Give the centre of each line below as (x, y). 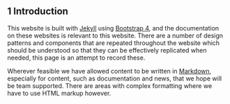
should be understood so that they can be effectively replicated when (107, 50)
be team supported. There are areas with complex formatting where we (110, 85)
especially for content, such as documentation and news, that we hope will (114, 78)
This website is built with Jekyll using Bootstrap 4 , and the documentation (113, 28)
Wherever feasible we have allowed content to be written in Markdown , (109, 71)
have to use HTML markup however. (59, 93)
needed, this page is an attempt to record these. (76, 58)
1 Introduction (38, 11)
